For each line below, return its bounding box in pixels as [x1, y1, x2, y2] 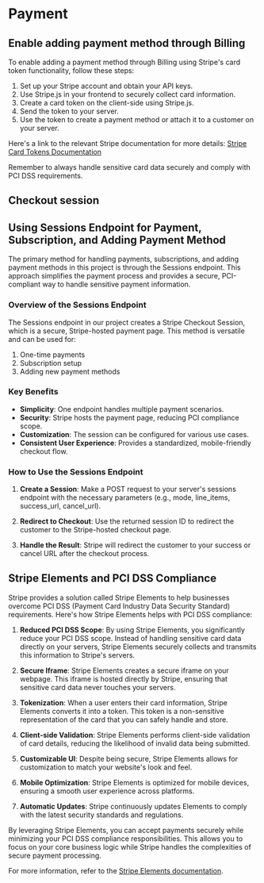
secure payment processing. [8, 850, 101, 860]
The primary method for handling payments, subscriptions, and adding [8, 255, 239, 264]
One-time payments [19, 350, 86, 359]
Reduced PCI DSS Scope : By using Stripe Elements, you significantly [19, 624, 246, 635]
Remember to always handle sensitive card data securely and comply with [8, 163, 251, 171]
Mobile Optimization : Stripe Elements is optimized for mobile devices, [19, 777, 250, 787]
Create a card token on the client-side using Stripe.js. [19, 98, 194, 107]
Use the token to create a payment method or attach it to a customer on [19, 115, 254, 124]
